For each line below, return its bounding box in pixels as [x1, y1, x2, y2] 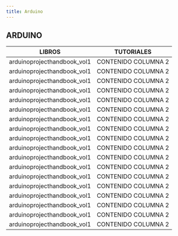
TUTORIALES [114, 48, 152, 56]
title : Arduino [6, 8, 43, 15]
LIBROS [39, 48, 61, 56]
